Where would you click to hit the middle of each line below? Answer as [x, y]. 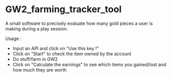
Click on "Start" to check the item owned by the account [72, 54]
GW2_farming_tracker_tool [64, 9]
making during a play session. [37, 28]
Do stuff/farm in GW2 [35, 59]
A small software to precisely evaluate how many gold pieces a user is [79, 23]
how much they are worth [40, 70]
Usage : [14, 38]
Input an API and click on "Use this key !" [56, 48]
